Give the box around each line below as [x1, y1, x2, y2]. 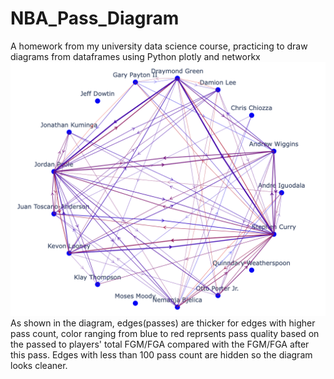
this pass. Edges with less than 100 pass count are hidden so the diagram [10, 348, 313, 361]
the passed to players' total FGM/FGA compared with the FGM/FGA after [10, 338, 310, 350]
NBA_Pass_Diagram [10, 7, 180, 30]
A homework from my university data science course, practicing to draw [10, 40, 308, 52]
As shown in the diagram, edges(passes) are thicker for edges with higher [10, 317, 316, 329]
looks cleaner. [10, 359, 68, 371]
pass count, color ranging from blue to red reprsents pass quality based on [10, 327, 320, 339]
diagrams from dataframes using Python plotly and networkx [10, 50, 261, 62]
